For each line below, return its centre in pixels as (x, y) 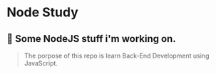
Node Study (43, 12)
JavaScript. (41, 63)
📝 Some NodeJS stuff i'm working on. (91, 39)
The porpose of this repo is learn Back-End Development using (117, 55)
